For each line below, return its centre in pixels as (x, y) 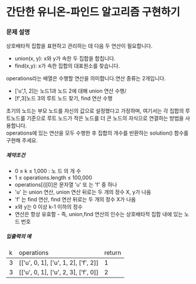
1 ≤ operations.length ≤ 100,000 (53, 178)
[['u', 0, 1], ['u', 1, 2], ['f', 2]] (59, 263)
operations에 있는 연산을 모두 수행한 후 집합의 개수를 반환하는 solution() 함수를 (97, 133)
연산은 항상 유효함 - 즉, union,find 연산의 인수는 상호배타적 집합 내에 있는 (99, 214)
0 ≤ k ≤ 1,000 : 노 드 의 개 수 (48, 171)
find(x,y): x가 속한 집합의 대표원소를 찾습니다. (67, 66)
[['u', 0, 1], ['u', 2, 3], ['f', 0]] (59, 272)
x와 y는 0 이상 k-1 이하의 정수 (48, 207)
